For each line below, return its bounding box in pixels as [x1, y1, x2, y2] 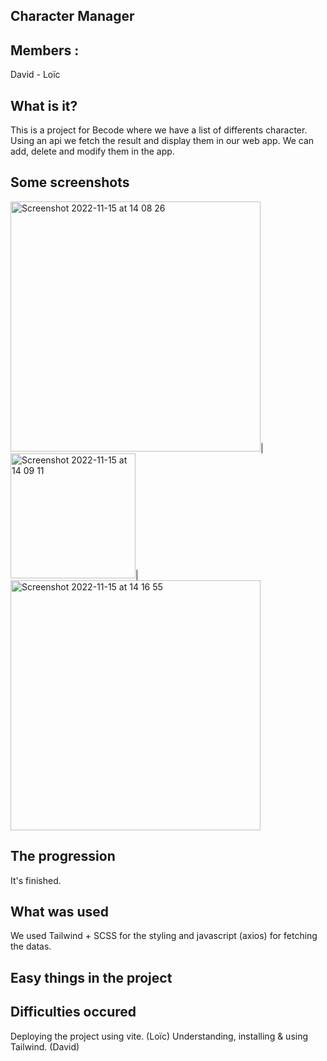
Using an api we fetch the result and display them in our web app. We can [10, 135, 315, 147]
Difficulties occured [10, 1004, 137, 1021]
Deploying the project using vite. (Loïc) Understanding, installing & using [10, 1030, 309, 1042]
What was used [10, 904, 110, 921]
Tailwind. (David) [10, 1040, 80, 1053]
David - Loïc [10, 69, 61, 81]
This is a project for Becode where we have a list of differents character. [10, 124, 308, 136]
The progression [10, 848, 116, 865]
